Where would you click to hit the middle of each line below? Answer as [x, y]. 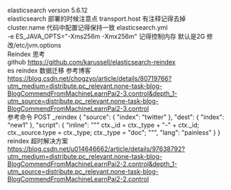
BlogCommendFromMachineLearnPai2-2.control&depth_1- [92, 164]
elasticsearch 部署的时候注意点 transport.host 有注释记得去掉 [97, 18]
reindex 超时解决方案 [38, 141]
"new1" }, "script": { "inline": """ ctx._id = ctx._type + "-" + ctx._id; [103, 125]
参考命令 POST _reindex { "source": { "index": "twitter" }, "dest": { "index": [116, 117]
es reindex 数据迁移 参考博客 [49, 71]
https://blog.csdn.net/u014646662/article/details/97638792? [96, 149]
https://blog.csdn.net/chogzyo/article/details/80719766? [90, 78]
